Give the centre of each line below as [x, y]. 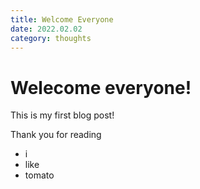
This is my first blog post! [62, 115]
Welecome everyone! [101, 87]
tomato [39, 175]
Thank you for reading [56, 135]
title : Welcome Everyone [62, 19]
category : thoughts [51, 38]
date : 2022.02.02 [46, 29]
